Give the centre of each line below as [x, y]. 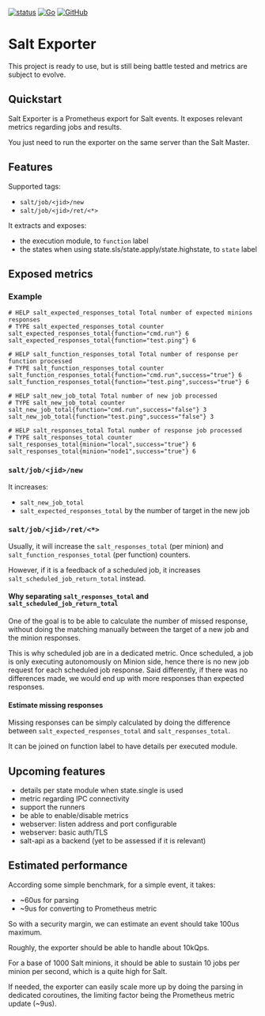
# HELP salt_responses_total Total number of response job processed [125, 431]
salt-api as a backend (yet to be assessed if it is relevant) [113, 841]
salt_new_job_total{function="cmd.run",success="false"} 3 [108, 410]
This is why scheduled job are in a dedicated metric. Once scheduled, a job [131, 653]
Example [25, 296]
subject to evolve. [37, 74]
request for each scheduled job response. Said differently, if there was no [128, 670]
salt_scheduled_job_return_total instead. [77, 578]
